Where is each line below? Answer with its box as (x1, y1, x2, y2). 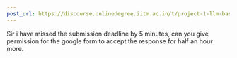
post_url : (6, 10, 36, 17)
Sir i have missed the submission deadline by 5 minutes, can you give (6, 29, 209, 38)
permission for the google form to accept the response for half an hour (6, 36, 213, 45)
